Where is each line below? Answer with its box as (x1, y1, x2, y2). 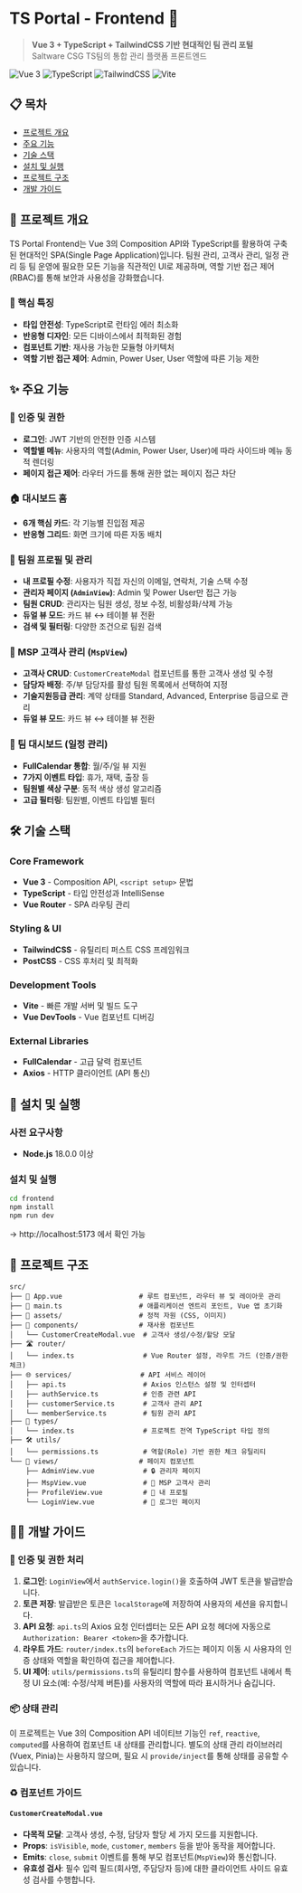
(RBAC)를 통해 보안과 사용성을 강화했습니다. (9, 271, 165, 283)
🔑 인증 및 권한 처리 (9, 1554, 84, 1566)
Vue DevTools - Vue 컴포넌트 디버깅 (22, 1012, 156, 1023)
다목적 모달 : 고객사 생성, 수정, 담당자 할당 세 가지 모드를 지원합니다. (22, 1829, 259, 1840)
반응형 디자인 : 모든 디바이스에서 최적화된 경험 (22, 330, 183, 341)
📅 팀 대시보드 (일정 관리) (9, 738, 109, 751)
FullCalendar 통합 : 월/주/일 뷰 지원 (22, 760, 147, 771)
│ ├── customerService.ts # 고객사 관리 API (9, 1399, 203, 1408)
